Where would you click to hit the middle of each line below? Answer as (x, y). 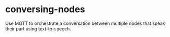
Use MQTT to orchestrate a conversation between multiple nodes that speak (85, 23)
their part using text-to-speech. (38, 28)
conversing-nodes (45, 9)
